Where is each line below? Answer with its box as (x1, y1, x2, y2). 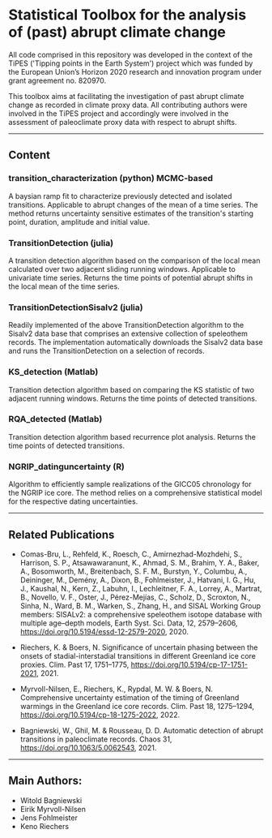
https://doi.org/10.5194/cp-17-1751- (130, 660, 249, 669)
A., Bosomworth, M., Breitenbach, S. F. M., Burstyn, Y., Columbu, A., (19, 566, 248, 576)
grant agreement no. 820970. (8, 75, 107, 85)
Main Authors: (8, 774, 83, 788)
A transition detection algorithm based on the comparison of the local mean (8, 256, 261, 265)
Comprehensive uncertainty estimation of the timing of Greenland (19, 692, 240, 703)
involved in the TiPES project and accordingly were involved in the (8, 108, 229, 118)
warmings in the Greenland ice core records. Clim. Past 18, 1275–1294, (19, 701, 255, 711)
